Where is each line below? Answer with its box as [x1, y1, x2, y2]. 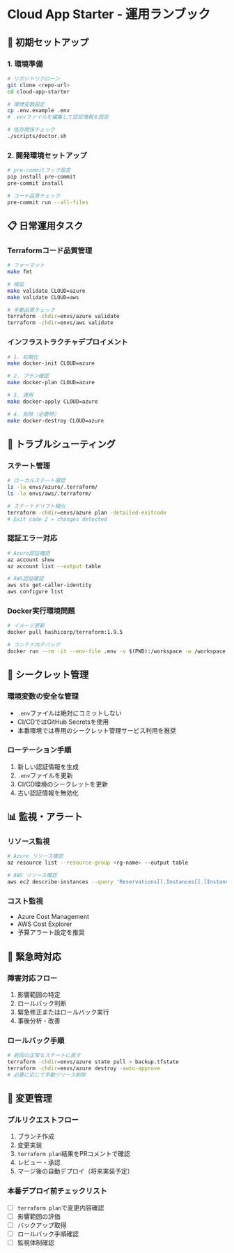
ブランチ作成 [17, 1132, 54, 1141]
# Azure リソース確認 [7, 853, 64, 860]
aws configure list [7, 588, 64, 595]
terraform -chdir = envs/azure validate [7, 313, 120, 320]
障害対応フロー [7, 973, 58, 983]
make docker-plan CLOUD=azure [7, 379, 95, 386]
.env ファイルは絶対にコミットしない [17, 708, 122, 717]
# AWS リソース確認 [7, 872, 57, 879]
